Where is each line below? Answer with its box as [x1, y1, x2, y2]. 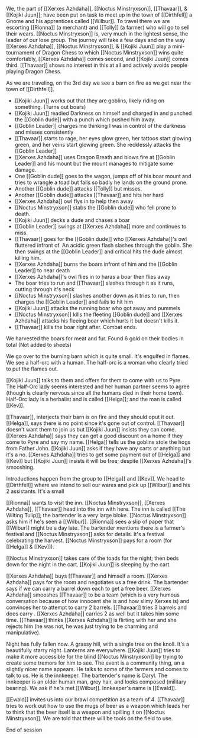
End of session [6, 726, 43, 733]
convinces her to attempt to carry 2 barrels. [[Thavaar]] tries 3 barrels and [6, 604, 187, 611]
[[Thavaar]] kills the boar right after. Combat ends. [14, 324, 138, 330]
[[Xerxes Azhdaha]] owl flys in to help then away [14, 198, 134, 205]
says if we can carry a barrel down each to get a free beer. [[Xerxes [6, 585, 171, 592]
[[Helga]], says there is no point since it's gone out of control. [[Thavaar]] [6, 420, 185, 427]
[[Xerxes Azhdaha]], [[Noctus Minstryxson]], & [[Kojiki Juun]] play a [6, 43, 171, 50]
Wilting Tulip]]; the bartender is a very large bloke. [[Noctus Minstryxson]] [6, 512, 186, 518]
